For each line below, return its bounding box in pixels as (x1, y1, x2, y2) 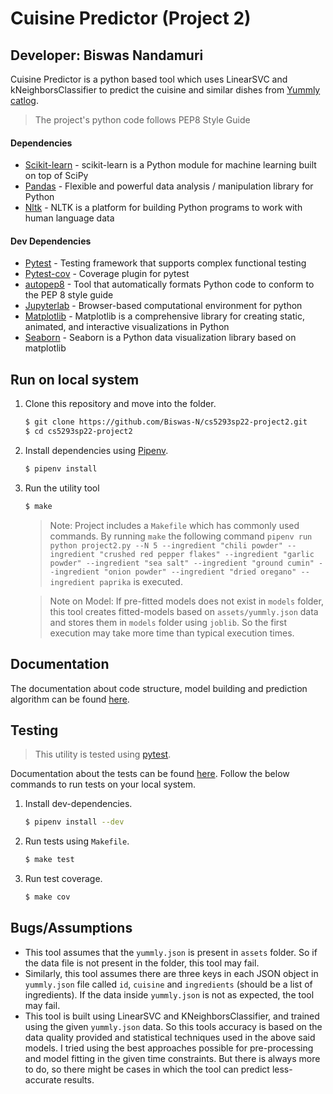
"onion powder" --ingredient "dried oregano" (103, 567, 297, 577)
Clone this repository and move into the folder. (24, 398, 217, 410)
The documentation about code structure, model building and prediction (10, 682, 308, 694)
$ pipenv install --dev (24, 817, 125, 827)
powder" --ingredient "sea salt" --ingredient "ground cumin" (49, 558, 315, 568)
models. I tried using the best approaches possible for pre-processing (24, 1042, 314, 1054)
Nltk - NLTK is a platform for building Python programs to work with (24, 202, 303, 214)
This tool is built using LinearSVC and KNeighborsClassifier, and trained (24, 1010, 320, 1022)
